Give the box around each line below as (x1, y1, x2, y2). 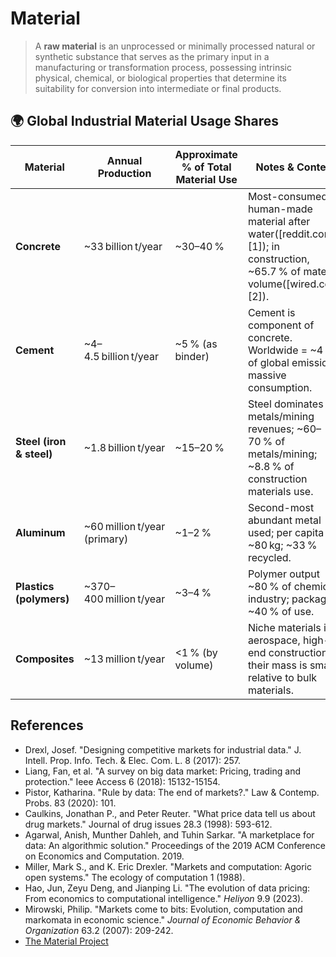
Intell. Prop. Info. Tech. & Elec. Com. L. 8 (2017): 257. (24, 754, 242, 766)
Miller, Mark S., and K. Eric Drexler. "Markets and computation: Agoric (24, 860, 312, 872)
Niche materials (247, 620, 322, 634)
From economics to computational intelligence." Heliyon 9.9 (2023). (24, 892, 304, 904)
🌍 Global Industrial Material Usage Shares (10, 113, 280, 130)
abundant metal (247, 513, 322, 527)
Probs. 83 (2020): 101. (24, 797, 117, 809)
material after (247, 214, 311, 228)
